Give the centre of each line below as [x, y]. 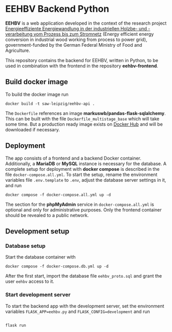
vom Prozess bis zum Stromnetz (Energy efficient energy [94, 34]
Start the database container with [40, 257]
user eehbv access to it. [30, 281]
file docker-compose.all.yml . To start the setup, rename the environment [81, 174]
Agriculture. [18, 50]
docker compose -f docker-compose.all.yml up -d [58, 195]
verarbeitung [19, 34]
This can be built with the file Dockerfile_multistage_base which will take [82, 119]
